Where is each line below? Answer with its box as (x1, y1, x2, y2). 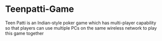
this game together (5, 30, 44, 36)
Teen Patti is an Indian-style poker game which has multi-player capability (5, 20, 157, 26)
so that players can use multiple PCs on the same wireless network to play (5, 25, 157, 31)
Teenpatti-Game (5, 3, 74, 15)
